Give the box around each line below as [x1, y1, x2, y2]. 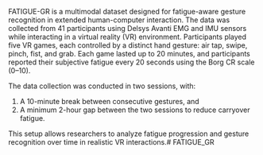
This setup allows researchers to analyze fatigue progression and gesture [8, 129, 249, 138]
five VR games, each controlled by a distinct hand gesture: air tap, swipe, [8, 41, 248, 50]
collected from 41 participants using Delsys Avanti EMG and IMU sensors [8, 24, 247, 33]
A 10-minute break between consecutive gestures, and [19, 97, 200, 106]
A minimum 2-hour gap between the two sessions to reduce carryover [19, 105, 250, 114]
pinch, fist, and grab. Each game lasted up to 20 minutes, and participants [8, 49, 250, 58]
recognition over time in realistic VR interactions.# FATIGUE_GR [8, 138, 215, 146]
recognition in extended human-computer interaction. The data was [8, 15, 230, 25]
